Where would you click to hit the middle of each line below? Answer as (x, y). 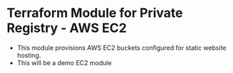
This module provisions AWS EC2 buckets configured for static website (121, 47)
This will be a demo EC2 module (64, 62)
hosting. (29, 55)
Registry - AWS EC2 (67, 28)
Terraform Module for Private (95, 13)
